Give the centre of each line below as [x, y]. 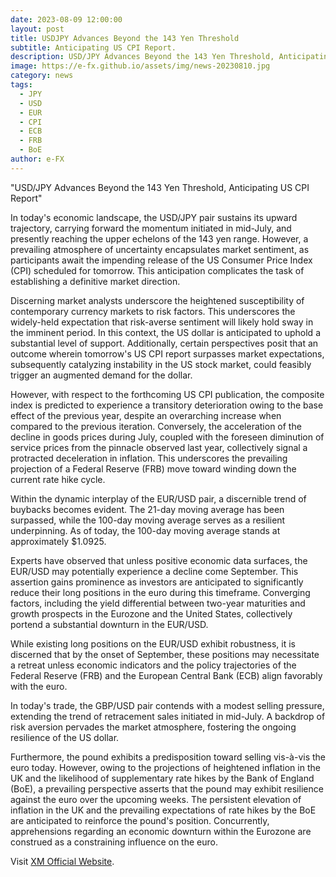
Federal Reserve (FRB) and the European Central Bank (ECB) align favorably [166, 675]
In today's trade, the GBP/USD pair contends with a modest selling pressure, [167, 705]
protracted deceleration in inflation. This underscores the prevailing [149, 458]
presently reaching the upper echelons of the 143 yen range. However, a [159, 238]
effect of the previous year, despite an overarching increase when [146, 415]
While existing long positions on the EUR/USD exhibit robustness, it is [153, 643]
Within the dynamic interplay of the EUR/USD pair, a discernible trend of [158, 498]
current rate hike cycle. [58, 479]
